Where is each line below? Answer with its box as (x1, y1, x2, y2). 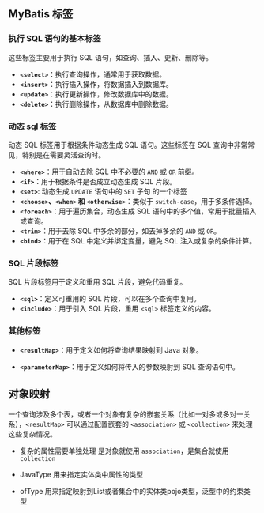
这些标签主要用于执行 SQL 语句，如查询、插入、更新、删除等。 (8, 52, 213, 62)
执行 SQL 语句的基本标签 (8, 33, 101, 44)
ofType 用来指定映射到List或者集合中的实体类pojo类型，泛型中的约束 (19, 487, 244, 496)
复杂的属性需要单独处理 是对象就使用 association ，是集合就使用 (19, 446, 229, 456)
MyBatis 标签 (8, 7, 74, 21)
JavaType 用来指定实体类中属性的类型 (19, 470, 144, 480)
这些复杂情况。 (8, 429, 57, 439)
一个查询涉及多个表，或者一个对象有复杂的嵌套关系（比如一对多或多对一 (8, 409, 243, 419)
